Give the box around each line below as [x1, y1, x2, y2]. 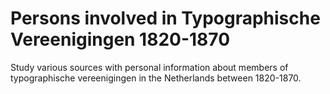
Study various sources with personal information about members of [10, 61, 289, 73]
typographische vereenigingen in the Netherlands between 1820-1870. [10, 72, 302, 84]
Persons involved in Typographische [10, 7, 321, 30]
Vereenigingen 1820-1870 [10, 28, 231, 51]
